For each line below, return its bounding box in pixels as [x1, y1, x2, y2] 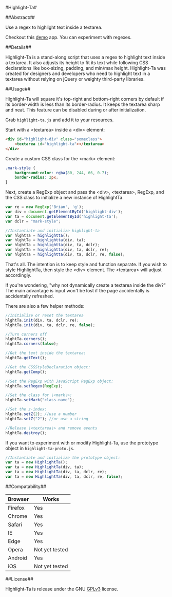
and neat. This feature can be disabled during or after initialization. [5, 107, 146, 113]
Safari [8, 521, 22, 528]
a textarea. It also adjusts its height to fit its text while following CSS [5, 60, 149, 66]
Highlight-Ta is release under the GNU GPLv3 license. [5, 586, 119, 592]
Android [8, 554, 27, 562]
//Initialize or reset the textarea [5, 313, 84, 318]
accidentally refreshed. [5, 293, 54, 299]
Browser [8, 495, 29, 502]
